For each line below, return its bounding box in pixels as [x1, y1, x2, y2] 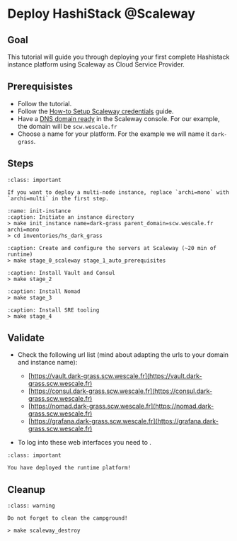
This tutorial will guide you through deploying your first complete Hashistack [7, 52, 230, 61]
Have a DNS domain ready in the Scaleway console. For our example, [17, 114, 220, 123]
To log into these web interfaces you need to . [17, 438, 152, 447]
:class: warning [7, 502, 55, 510]
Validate [7, 332, 45, 344]
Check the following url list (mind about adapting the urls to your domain [17, 351, 229, 359]
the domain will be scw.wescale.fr [17, 122, 117, 130]
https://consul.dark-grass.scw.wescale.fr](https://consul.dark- [30, 387, 213, 395]
